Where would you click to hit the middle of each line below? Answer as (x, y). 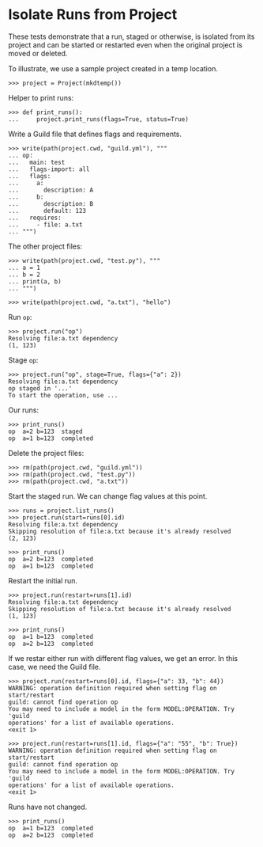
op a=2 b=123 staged (45, 431)
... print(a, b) (35, 281)
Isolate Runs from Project (93, 15)
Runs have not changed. (48, 807)
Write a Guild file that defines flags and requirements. (95, 134)
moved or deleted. (38, 53)
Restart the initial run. (43, 580)
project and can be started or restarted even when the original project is (125, 44)
